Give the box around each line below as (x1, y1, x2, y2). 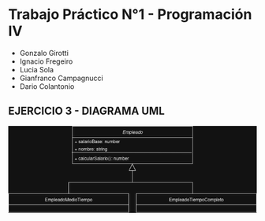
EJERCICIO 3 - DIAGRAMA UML (8, 105, 166, 118)
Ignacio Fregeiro (19, 57, 73, 66)
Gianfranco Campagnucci (19, 73, 104, 83)
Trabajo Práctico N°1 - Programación (8, 6, 252, 24)
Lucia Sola (19, 64, 54, 74)
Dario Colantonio (19, 81, 75, 91)
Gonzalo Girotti (19, 48, 69, 57)
